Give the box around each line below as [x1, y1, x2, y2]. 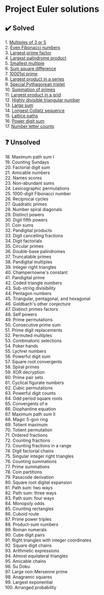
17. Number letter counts [5, 124, 54, 129]
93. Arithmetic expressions [5, 548, 60, 553]
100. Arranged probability [5, 584, 56, 590]
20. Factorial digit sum [5, 164, 50, 170]
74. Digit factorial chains [5, 448, 54, 454]
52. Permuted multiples [5, 332, 52, 338]
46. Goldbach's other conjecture [5, 300, 71, 307]
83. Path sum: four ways [5, 495, 54, 501]
